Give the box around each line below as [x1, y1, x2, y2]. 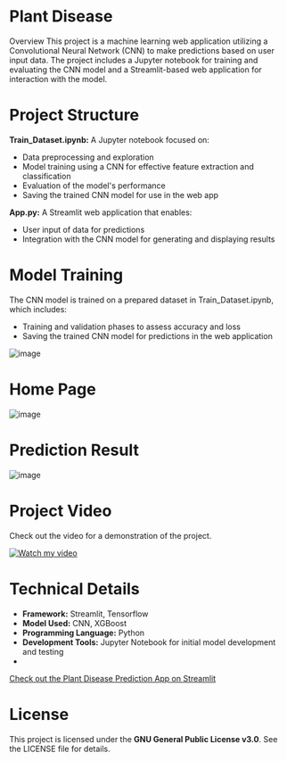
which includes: [9, 303, 67, 314]
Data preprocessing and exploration [21, 152, 154, 162]
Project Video [9, 500, 112, 521]
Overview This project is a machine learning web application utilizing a [9, 36, 268, 46]
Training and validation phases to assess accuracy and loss [21, 321, 242, 332]
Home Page [9, 379, 96, 399]
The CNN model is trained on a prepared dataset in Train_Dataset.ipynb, [9, 294, 275, 305]
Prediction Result [9, 440, 140, 460]
